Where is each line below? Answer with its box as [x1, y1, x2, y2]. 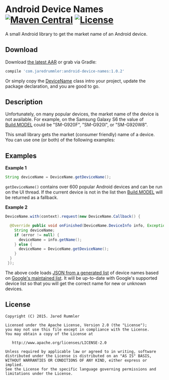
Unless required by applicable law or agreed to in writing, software [5, 349, 156, 354]
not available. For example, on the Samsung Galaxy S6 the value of [5, 116, 144, 122]
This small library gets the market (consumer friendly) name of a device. [5, 132, 155, 138]
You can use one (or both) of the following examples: [5, 137, 115, 143]
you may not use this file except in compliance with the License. [5, 327, 150, 332]
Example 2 [5, 204, 28, 210]
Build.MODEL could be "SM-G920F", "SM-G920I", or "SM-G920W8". [5, 122, 148, 128]
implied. [5, 362, 24, 367]
